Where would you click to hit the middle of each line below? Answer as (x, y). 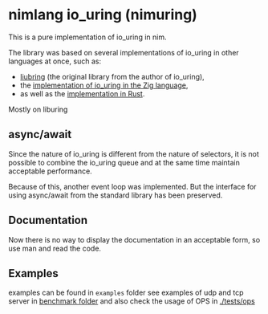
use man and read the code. (55, 248)
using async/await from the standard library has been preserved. (116, 195)
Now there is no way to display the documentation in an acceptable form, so (134, 239)
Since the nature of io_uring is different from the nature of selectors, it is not (134, 153)
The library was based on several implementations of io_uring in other (124, 52)
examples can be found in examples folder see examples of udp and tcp (126, 293)
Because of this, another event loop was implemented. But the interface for (132, 186)
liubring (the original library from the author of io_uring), (112, 76)
